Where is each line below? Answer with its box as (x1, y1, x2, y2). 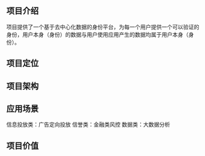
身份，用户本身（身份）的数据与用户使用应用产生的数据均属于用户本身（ (6, 31, 188, 38)
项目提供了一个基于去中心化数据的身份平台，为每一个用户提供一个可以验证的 (6, 23, 199, 31)
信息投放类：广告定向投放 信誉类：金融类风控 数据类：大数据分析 (6, 121, 170, 128)
